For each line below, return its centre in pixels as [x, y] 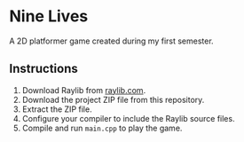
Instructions [43, 69]
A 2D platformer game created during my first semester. [112, 41]
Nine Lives [49, 16]
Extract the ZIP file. [57, 109]
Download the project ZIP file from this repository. [113, 99]
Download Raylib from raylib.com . [84, 90]
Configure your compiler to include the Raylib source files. [128, 118]
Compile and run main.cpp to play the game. [102, 128]
